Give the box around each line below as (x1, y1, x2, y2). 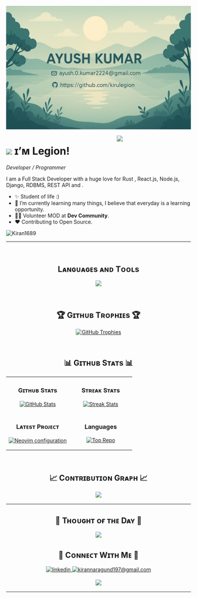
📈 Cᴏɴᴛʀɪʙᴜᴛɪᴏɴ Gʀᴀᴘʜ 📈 (49, 473, 148, 483)
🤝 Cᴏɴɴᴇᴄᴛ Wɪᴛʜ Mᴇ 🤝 (58, 550, 139, 560)
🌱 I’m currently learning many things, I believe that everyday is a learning (14, 199, 191, 206)
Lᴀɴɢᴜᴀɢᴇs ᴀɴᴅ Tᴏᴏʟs (57, 265, 140, 274)
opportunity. (14, 206, 45, 213)
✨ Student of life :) (14, 193, 60, 200)
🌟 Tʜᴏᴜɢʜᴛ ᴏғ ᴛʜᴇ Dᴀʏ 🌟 (55, 515, 142, 526)
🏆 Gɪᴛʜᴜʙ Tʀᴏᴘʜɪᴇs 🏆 (56, 310, 141, 320)
